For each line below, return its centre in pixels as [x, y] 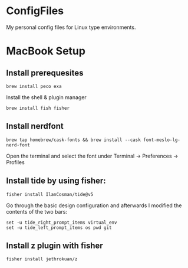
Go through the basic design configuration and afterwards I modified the [94, 205]
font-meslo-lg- [162, 140]
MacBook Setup [46, 51]
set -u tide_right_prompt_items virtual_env [62, 223]
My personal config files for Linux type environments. [71, 27]
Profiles [15, 162]
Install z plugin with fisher [55, 245]
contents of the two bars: [37, 211]
